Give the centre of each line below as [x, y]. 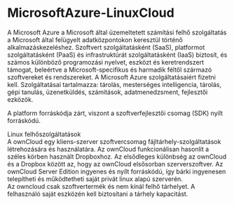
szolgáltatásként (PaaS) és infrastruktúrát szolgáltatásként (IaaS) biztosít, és [117, 55]
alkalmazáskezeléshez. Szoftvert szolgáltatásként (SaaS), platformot [106, 47]
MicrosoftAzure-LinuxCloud [91, 13]
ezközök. [20, 99]
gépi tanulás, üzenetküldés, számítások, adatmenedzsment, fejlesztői [108, 92]
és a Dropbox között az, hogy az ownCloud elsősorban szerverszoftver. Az [115, 164]
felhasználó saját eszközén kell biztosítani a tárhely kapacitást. [98, 194]
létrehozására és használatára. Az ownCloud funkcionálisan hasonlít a [108, 149]
